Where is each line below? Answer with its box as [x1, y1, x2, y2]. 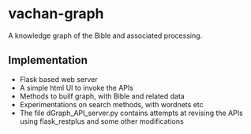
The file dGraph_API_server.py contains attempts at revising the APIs [19, 108, 243, 117]
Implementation [8, 54, 88, 67]
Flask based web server [19, 74, 98, 84]
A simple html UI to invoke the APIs [19, 83, 134, 92]
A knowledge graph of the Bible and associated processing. [8, 31, 203, 40]
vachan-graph [8, 5, 104, 23]
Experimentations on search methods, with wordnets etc [19, 99, 204, 109]
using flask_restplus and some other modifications [19, 116, 184, 126]
